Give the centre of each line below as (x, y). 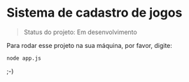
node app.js (24, 58)
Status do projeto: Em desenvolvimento (80, 32)
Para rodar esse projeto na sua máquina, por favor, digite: (90, 45)
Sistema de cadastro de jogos (94, 13)
